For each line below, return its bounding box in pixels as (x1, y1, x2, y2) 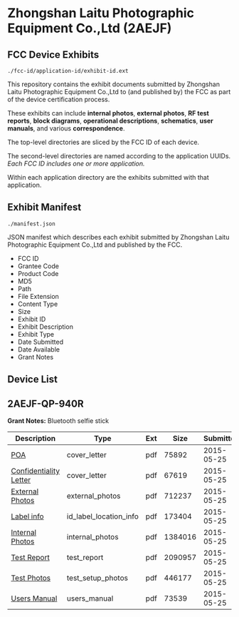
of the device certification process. (7, 95, 110, 103)
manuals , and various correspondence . (7, 124, 125, 133)
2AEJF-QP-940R (7, 397, 84, 409)
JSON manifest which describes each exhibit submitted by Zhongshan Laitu (7, 233, 230, 241)
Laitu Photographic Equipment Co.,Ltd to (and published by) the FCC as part (7, 88, 231, 96)
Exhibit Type (17, 330, 55, 338)
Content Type (17, 300, 58, 308)
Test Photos (11, 573, 51, 583)
